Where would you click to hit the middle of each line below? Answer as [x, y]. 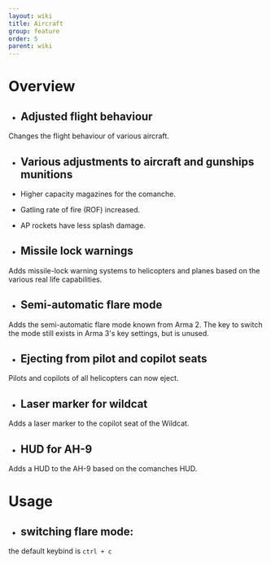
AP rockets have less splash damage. [83, 225]
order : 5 [23, 39]
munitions [46, 175]
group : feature [34, 31]
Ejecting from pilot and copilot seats [114, 359]
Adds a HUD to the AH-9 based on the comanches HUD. [103, 468]
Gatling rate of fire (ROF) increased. [80, 209]
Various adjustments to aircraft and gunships [137, 162]
